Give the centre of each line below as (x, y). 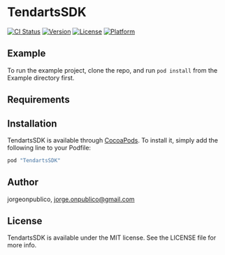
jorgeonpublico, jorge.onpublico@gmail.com (71, 199)
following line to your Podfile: (49, 147)
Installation (32, 123)
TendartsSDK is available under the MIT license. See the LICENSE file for (112, 238)
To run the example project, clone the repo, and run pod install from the (112, 70)
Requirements (38, 100)
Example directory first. (41, 78)
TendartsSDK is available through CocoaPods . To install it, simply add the (113, 140)
